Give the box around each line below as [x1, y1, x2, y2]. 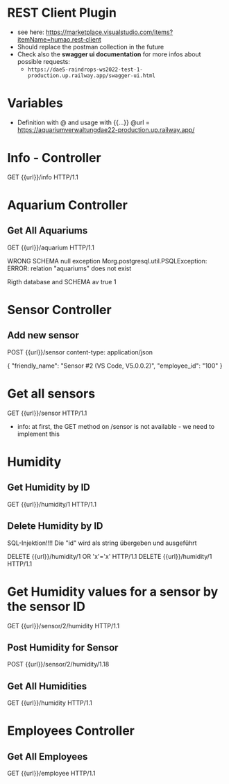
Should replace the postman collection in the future [17, 42, 164, 51]
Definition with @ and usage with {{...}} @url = [17, 118, 151, 126]
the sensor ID [7, 598, 85, 614]
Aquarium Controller [7, 197, 128, 213]
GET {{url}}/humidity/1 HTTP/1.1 [7, 500, 97, 508]
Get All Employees [7, 751, 88, 762]
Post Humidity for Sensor [7, 642, 119, 653]
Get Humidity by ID [7, 482, 90, 493]
